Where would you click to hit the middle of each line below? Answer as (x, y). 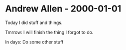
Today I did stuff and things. (34, 22)
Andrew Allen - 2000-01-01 (63, 9)
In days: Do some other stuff (34, 42)
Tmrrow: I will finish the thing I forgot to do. (49, 32)
